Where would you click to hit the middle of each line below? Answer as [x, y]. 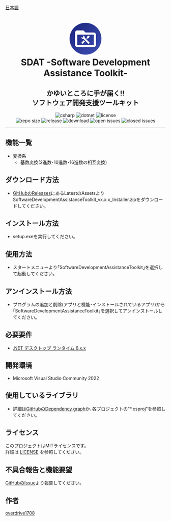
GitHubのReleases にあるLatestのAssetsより [59, 193]
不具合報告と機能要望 [39, 470]
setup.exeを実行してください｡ [44, 237]
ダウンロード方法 [32, 180]
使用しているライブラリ [42, 396]
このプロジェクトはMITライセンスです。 [47, 446]
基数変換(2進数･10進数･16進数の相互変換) [64, 162]
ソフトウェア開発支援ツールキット [85, 103]
